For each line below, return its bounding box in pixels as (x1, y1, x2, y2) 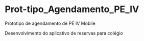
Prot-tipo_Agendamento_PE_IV (5, 4, 139, 15)
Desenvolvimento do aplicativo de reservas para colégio (5, 30, 123, 36)
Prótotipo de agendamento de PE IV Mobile (5, 20, 95, 26)
